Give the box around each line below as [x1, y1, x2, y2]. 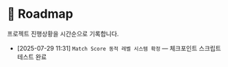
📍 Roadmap [7, 6, 73, 22]
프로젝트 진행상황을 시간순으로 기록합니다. [7, 29, 119, 38]
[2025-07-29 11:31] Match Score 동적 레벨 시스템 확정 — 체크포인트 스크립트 [16, 44, 221, 52]
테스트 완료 [16, 53, 47, 61]
